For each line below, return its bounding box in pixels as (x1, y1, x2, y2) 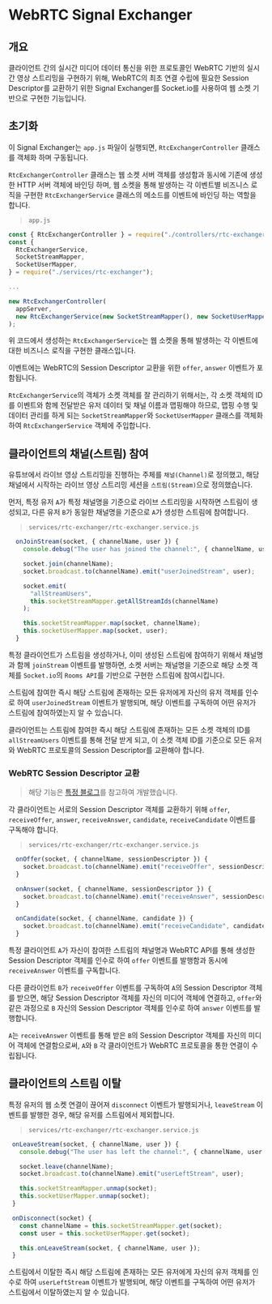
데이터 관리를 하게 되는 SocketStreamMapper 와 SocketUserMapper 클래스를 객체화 (8, 411, 263, 421)
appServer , (15, 305, 53, 313)
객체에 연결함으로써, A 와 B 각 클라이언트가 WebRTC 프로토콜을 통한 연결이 (16, 1041, 250, 1050)
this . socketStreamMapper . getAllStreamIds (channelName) (29, 597, 219, 605)
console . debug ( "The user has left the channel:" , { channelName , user (19, 1148, 263, 1156)
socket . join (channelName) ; (23, 560, 114, 568)
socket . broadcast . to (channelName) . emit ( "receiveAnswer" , (23, 892, 219, 900)
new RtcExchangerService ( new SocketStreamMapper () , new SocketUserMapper (15, 312, 270, 321)
